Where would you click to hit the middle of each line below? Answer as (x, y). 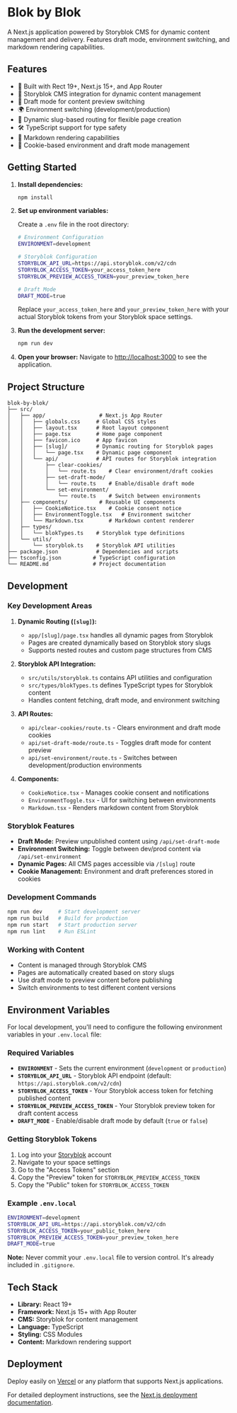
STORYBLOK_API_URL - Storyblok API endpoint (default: (94, 1075)
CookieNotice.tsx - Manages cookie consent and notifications (119, 792)
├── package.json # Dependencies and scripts (93, 552)
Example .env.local (42, 1203)
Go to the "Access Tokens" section (68, 1170)
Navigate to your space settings (64, 1162)
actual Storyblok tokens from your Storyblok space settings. (105, 317)
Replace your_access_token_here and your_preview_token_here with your (123, 309)
